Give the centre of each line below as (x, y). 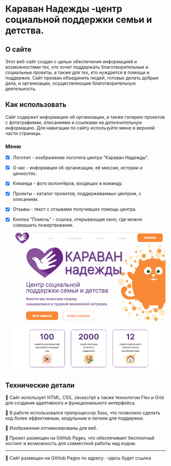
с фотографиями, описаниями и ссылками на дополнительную (74, 122)
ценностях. (25, 173)
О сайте (18, 49)
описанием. (26, 199)
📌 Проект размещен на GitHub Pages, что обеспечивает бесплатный (80, 438)
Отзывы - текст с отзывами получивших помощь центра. (75, 209)
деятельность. (21, 89)
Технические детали (40, 385)
